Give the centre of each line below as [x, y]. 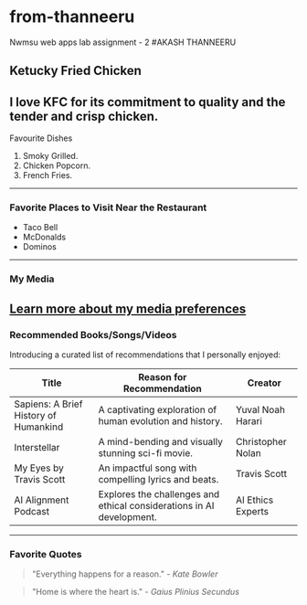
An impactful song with [148, 468]
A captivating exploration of [158, 410]
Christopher [262, 442]
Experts [253, 512]
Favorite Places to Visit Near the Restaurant [108, 207]
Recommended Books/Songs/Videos [93, 334]
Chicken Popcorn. [57, 165]
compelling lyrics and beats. [159, 480]
